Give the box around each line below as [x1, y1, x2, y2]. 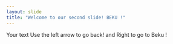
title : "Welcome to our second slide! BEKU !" [6, 14, 126, 20]
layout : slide [6, 8, 42, 15]
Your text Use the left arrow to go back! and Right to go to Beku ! [6, 31, 168, 38]
